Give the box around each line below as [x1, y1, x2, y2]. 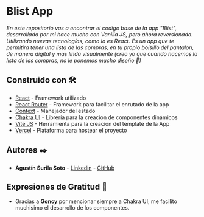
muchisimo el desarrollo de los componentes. [15, 204, 130, 212]
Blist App [6, 4, 54, 18]
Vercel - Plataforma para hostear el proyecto [15, 126, 127, 134]
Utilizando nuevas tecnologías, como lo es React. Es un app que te [6, 37, 175, 44]
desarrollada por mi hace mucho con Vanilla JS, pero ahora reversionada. [6, 30, 193, 38]
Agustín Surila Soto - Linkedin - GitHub [15, 164, 114, 171]
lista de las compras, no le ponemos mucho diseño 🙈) [6, 57, 142, 64]
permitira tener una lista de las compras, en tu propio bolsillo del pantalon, [6, 44, 194, 51]
